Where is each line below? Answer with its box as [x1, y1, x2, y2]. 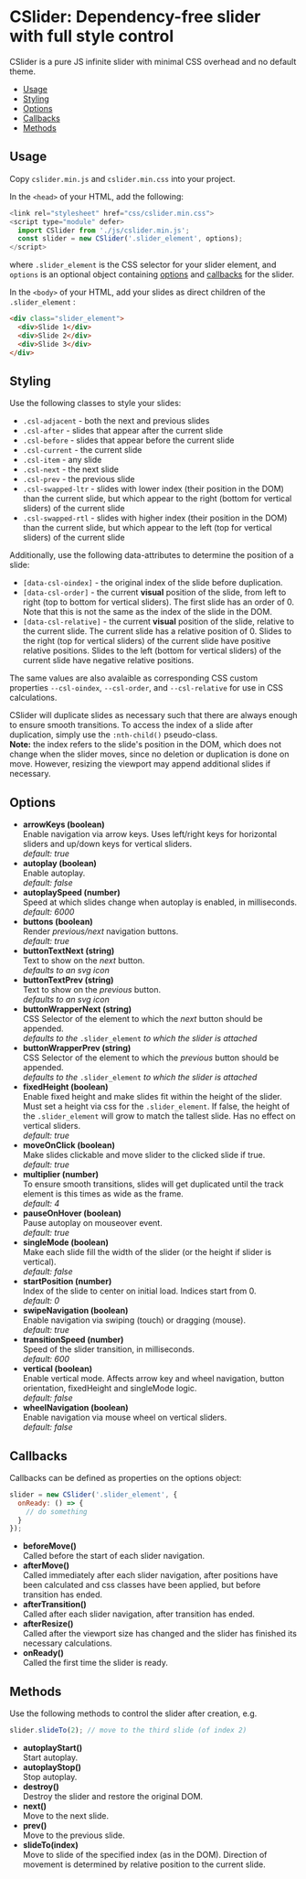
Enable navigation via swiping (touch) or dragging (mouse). [22, 1315, 247, 1326]
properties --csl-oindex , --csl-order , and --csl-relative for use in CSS [9, 682, 284, 693]
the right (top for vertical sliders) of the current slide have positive [22, 636, 271, 647]
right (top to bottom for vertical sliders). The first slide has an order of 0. [22, 596, 295, 607]
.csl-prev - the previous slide [22, 474, 135, 485]
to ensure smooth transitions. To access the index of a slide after [9, 720, 254, 731]
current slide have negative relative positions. [22, 655, 195, 666]
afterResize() [22, 1618, 74, 1629]
